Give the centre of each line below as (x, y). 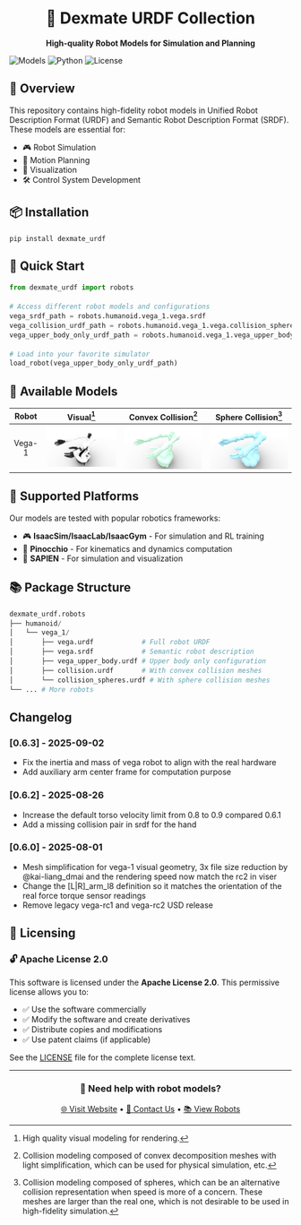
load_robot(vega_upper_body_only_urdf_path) (94, 363)
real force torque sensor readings (84, 895)
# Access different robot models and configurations (110, 307)
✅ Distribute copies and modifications (92, 1029)
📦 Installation (49, 213)
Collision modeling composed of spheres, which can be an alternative (151, 1182)
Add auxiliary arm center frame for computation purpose (126, 772)
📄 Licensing (43, 933)
